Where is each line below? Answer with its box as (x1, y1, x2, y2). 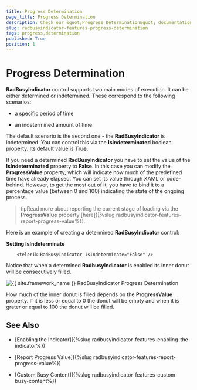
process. (6, 194, 28, 201)
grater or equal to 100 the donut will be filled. (6, 303, 114, 310)
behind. (6, 181, 25, 188)
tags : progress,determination (6, 30, 80, 36)
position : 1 (6, 42, 35, 48)
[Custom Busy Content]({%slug (14, 371, 91, 378)
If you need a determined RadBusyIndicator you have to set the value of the (6, 156, 191, 163)
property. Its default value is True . (6, 145, 89, 152)
